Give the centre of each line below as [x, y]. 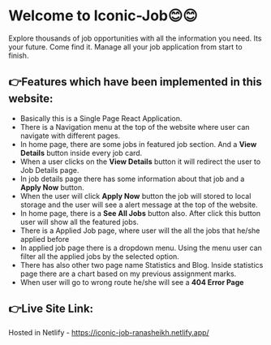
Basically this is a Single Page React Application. [101, 118]
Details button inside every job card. [81, 153]
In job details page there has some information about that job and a [132, 179]
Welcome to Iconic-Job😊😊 [103, 16]
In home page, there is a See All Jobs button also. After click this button [140, 213]
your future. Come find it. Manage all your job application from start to [125, 46]
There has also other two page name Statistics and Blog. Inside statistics [142, 265]
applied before [45, 239]
